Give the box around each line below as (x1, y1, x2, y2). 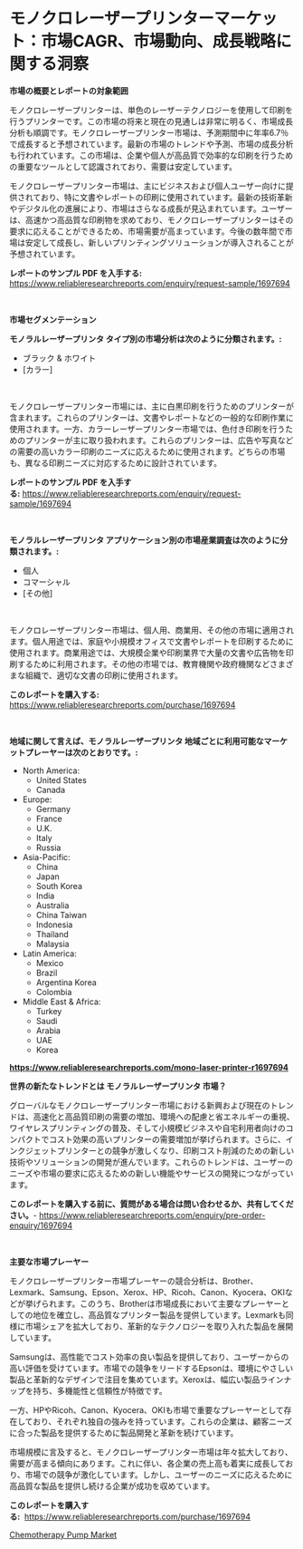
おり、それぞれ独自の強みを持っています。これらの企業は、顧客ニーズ (33, 1416, 292, 1427)
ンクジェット (9, 1145, 57, 1156)
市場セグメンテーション (9, 314, 97, 324)
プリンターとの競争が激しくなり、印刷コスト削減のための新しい (56, 1145, 295, 1156)
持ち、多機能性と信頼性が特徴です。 (33, 1385, 167, 1396)
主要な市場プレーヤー (9, 1256, 89, 1267)
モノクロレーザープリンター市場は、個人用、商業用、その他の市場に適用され (9, 624, 294, 635)
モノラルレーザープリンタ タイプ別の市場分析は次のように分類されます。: (9, 333, 282, 344)
